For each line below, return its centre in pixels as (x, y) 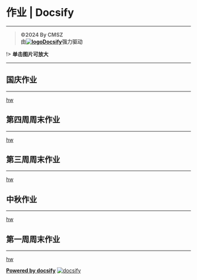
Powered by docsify (31, 270)
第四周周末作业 (33, 120)
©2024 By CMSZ (42, 35)
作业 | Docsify (40, 13)
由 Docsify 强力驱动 (52, 42)
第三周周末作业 (33, 159)
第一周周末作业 (33, 239)
